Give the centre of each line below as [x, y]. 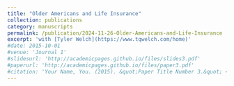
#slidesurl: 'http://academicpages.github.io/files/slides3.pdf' [104, 59]
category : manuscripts [40, 26]
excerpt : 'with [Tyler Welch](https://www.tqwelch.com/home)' [99, 40]
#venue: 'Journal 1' [37, 53]
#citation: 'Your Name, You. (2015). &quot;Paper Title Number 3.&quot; [115, 71]
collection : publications [45, 20]
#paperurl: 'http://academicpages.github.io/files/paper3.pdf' [101, 65]
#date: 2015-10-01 [34, 46]
